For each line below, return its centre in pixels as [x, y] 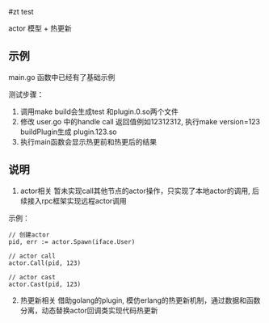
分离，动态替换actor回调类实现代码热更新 [89, 310]
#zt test [21, 12]
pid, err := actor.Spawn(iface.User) [72, 241]
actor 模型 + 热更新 [40, 28]
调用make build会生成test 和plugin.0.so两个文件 [99, 111]
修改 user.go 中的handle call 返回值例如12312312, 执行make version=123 [140, 121]
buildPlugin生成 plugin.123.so [68, 132]
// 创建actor [29, 235]
